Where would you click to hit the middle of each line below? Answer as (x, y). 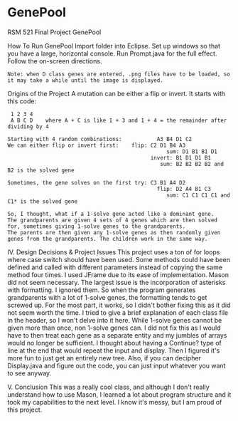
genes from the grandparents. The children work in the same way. (108, 239)
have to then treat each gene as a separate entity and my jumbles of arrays (117, 335)
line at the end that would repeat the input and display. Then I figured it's (114, 350)
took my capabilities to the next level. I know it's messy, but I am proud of (115, 402)
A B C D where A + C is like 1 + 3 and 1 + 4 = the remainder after (119, 120)
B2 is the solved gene (41, 170)
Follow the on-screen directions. (55, 61)
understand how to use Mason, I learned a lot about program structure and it (119, 394)
